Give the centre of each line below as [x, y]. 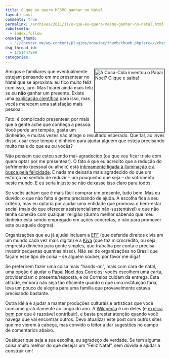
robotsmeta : [18, 29]
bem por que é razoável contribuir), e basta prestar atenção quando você [82, 314]
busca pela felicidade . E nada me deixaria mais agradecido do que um [78, 172]
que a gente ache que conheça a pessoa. [49, 124]
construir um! [19, 351]
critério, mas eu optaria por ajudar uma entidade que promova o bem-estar [83, 204]
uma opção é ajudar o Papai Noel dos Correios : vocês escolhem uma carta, [84, 272]
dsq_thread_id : [21, 48]
